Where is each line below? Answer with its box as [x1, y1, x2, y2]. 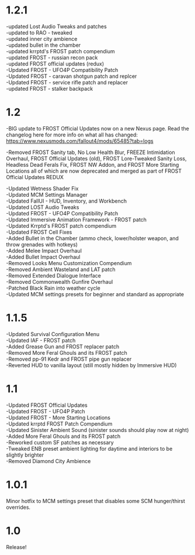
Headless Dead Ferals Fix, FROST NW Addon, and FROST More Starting [6, 161, 179, 168]
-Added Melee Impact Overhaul [6, 247, 82, 254]
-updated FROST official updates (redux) [6, 60, 105, 67]
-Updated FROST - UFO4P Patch [6, 407, 86, 414]
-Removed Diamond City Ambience [6, 457, 91, 464]
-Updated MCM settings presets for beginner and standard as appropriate [6, 290, 184, 297]
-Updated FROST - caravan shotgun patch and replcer [6, 73, 137, 80]
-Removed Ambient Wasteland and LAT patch [6, 266, 116, 273]
